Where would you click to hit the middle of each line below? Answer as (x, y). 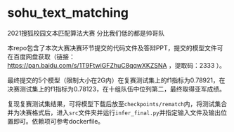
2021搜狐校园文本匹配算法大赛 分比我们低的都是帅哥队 (86, 33)
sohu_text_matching (68, 13)
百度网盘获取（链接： (44, 57)
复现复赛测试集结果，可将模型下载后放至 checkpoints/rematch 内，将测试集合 (117, 103)
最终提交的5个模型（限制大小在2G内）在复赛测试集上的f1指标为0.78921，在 (116, 80)
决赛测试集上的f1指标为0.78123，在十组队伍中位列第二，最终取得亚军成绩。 (117, 89)
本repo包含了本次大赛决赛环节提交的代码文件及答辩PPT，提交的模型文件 (112, 47)
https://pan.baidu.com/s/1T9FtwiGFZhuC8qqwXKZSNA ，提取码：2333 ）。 (117, 65)
